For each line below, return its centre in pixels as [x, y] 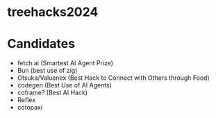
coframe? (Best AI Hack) [52, 93]
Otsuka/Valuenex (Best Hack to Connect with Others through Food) [113, 78]
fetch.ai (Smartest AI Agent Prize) [65, 63]
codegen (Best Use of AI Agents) [65, 85]
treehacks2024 [53, 12]
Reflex [26, 100]
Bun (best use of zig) [47, 71]
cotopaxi [30, 108]
